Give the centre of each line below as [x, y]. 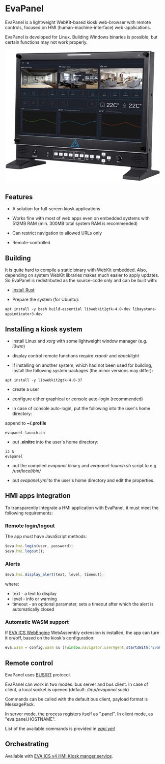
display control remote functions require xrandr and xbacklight [76, 355]
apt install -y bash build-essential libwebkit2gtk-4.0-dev [68, 309]
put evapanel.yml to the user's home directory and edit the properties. [83, 480]
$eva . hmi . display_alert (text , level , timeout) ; [55, 575]
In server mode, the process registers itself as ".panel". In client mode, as [79, 714]
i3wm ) [19, 346]
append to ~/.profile [26, 423]
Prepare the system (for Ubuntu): [46, 300]
